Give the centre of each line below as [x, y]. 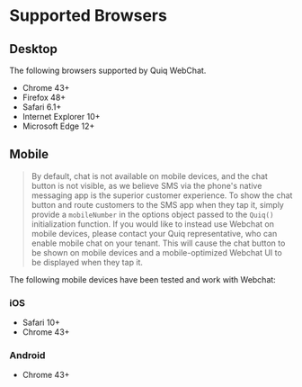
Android [27, 355]
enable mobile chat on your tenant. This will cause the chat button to [158, 243]
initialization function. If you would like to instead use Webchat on [152, 224]
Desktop [34, 49]
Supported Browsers [89, 16]
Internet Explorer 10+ [61, 117]
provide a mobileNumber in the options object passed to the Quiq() [152, 214]
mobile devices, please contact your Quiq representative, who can [154, 233]
